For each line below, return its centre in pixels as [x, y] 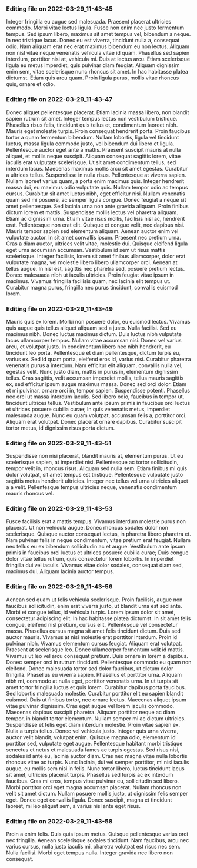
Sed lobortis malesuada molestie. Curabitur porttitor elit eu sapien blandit [95, 693]
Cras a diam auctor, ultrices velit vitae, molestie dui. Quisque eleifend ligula [97, 244]
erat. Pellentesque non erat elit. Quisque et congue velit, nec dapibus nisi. [95, 225]
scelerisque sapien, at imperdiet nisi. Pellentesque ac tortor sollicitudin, [92, 462]
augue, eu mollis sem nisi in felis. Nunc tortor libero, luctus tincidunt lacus [95, 768]
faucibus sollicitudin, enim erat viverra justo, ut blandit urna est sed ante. [94, 606]
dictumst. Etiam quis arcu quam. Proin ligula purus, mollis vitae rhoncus [93, 78]
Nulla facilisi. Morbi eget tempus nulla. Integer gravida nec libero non [90, 853]
